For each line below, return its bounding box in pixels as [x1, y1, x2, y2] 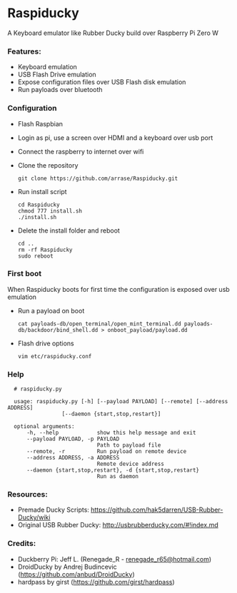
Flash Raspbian [17, 119, 63, 128]
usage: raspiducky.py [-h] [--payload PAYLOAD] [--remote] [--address [14, 398, 228, 405]
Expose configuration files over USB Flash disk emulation [17, 78, 186, 86]
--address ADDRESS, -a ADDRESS [26, 455, 120, 462]
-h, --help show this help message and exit [26, 430, 196, 437]
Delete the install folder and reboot [17, 226, 120, 235]
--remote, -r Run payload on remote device [26, 448, 187, 455]
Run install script [17, 187, 67, 196]
